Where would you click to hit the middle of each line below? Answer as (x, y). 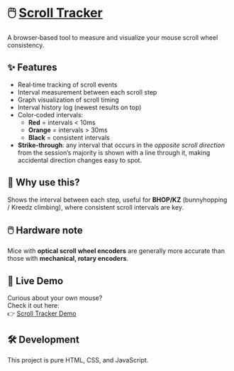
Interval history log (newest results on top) (79, 107)
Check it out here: (34, 306)
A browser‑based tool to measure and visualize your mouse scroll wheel (113, 37)
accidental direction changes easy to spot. (80, 160)
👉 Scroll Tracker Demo (42, 313)
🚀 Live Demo (35, 281)
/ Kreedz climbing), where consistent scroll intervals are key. (96, 207)
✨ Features (32, 68)
